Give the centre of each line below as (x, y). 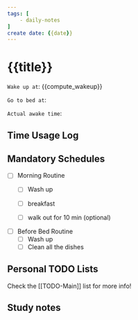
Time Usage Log (43, 135)
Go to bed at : (27, 100)
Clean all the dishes (56, 246)
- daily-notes (40, 20)
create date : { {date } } (40, 33)
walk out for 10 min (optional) (69, 217)
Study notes (34, 308)
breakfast (41, 203)
